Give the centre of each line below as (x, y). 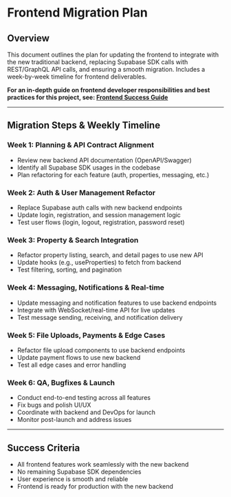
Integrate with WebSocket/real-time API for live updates (96, 310)
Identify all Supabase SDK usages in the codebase (88, 168)
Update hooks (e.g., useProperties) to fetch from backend (99, 263)
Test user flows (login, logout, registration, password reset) (101, 222)
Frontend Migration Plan (77, 13)
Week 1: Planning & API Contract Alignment (81, 145)
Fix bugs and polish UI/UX (54, 405)
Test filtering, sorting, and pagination (69, 270)
